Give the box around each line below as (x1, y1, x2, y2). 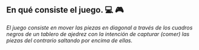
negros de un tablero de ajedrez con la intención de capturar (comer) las (6, 30, 190, 37)
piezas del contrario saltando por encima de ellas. (6, 37, 133, 44)
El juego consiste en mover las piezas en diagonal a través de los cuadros (6, 23, 193, 31)
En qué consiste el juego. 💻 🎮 (6, 5, 124, 15)
